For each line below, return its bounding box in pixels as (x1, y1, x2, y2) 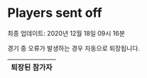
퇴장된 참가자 (11, 62, 53, 72)
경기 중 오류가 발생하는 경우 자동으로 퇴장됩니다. (7, 44, 141, 52)
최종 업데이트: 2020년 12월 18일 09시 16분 (7, 29, 126, 37)
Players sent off (7, 5, 103, 21)
